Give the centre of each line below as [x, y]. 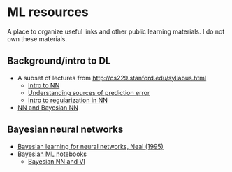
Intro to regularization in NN [68, 100]
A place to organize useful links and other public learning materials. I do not [116, 31]
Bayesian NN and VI [57, 161]
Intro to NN [44, 85]
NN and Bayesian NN [48, 107]
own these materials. [37, 38]
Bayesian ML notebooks [52, 154]
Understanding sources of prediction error [89, 92]
